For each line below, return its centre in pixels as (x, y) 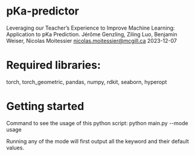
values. (15, 148)
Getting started (45, 106)
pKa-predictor (43, 11)
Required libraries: (54, 65)
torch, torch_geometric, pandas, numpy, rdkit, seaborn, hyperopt (87, 82)
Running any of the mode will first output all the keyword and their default (97, 141)
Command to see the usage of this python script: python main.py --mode (97, 123)
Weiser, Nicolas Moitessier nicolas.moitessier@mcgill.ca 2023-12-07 (91, 41)
